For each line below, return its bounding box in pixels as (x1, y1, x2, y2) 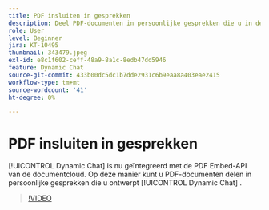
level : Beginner (8, 34, 62, 42)
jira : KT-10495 (8, 42, 59, 50)
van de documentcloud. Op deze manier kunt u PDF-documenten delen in (8, 169, 252, 180)
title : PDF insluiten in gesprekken (8, 11, 130, 20)
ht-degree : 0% (8, 93, 56, 101)
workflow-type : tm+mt (8, 78, 81, 86)
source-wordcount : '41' (8, 85, 88, 94)
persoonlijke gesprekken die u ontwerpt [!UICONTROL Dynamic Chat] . (8, 178, 243, 188)
